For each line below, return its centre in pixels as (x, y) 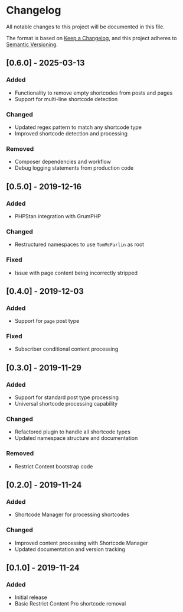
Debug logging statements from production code (74, 168)
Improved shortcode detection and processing (71, 133)
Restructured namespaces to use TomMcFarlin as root (79, 245)
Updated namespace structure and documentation (76, 438)
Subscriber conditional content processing (66, 349)
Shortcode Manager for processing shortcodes (72, 514)
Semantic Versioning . (32, 44)
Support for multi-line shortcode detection (66, 99)
